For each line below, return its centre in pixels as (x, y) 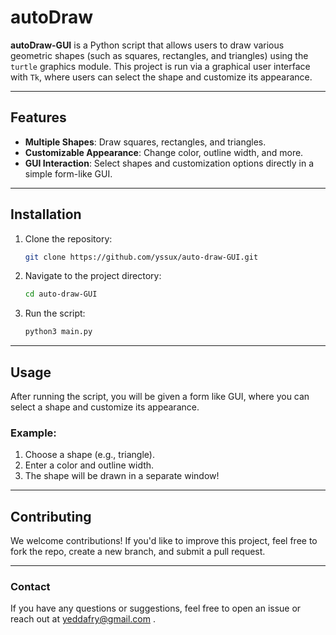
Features (38, 117)
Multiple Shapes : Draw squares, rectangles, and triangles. (145, 142)
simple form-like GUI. (68, 173)
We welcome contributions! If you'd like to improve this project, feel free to (164, 541)
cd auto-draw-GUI (61, 294)
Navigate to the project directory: (93, 276)
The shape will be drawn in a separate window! (122, 476)
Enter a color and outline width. (89, 465)
